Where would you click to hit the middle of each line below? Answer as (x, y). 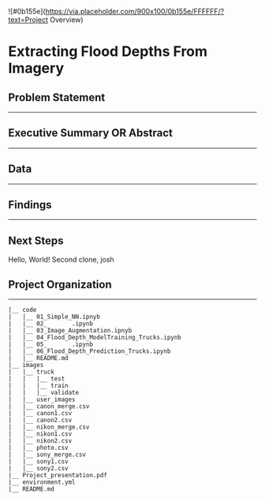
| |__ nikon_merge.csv (49, 427)
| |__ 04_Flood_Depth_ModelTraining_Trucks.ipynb (95, 338)
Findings (30, 205)
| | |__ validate (44, 393)
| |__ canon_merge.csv (49, 406)
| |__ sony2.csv (38, 469)
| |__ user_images (42, 400)
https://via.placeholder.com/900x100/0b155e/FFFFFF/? (135, 11)
